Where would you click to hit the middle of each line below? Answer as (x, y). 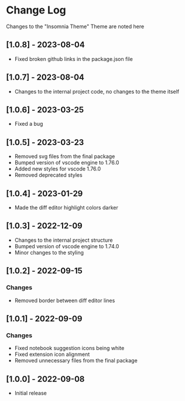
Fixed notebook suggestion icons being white (69, 348)
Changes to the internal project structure (64, 240)
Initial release (30, 393)
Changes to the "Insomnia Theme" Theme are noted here (75, 26)
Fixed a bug (29, 124)
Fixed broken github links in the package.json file (73, 59)
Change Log (36, 10)
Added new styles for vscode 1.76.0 (58, 169)
